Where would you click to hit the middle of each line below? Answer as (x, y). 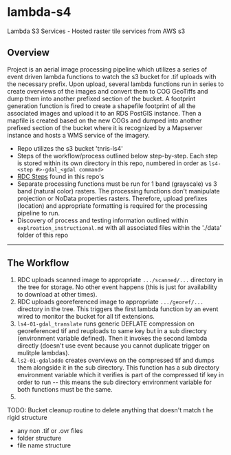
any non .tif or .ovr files (50, 430)
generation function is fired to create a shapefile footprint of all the (101, 106)
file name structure (44, 445)
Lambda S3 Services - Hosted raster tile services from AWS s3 (96, 31)
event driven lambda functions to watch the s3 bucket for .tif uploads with (112, 76)
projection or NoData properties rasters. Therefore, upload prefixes (112, 198)
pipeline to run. (38, 213)
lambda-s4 (39, 12)
